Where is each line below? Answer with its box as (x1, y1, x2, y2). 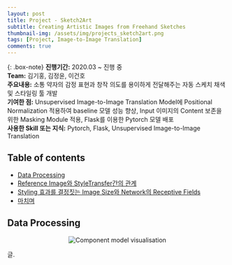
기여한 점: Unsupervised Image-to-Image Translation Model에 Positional (7, 98, 213, 106)
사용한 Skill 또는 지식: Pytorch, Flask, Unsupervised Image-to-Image (7, 124, 201, 132)
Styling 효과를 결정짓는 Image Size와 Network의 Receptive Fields (17, 187, 201, 196)
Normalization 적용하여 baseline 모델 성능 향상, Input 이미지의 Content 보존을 (7, 106, 222, 115)
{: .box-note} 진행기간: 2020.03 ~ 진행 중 (7, 63, 122, 71)
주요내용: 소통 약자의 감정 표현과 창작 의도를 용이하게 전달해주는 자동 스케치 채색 (7, 80, 226, 88)
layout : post (7, 10, 45, 17)
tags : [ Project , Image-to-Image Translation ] (7, 36, 142, 43)
